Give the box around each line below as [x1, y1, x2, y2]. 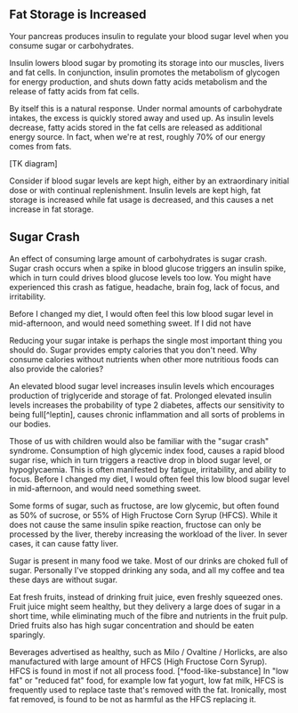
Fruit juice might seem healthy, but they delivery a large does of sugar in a [9, 601, 281, 612]
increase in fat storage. [9, 204, 94, 215]
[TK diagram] [9, 158, 58, 168]
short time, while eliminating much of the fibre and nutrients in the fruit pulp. [9, 610, 288, 621]
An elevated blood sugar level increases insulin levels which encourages [9, 380, 275, 391]
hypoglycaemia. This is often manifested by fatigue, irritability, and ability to [9, 464, 286, 474]
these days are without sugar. [9, 574, 118, 585]
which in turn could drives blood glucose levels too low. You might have [9, 271, 271, 283]
